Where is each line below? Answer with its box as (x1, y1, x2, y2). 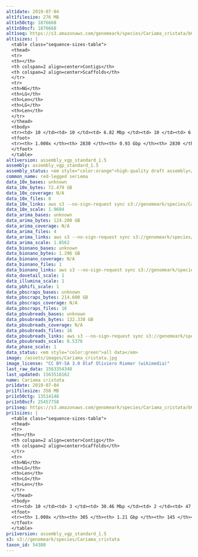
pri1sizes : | (6, 410, 38, 416)
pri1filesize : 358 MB (6, 388, 60, 394)
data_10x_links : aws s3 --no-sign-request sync (6, 201, 126, 207)
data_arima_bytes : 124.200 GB (6, 218, 81, 224)
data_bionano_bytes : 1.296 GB (6, 251, 81, 257)
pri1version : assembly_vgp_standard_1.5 (6, 531, 107, 537)
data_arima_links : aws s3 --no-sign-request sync (6, 234, 131, 240)
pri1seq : (6, 404, 28, 410)
